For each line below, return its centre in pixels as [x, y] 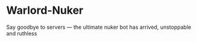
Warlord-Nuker [45, 10]
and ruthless [22, 33]
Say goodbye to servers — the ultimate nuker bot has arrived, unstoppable [99, 27]
